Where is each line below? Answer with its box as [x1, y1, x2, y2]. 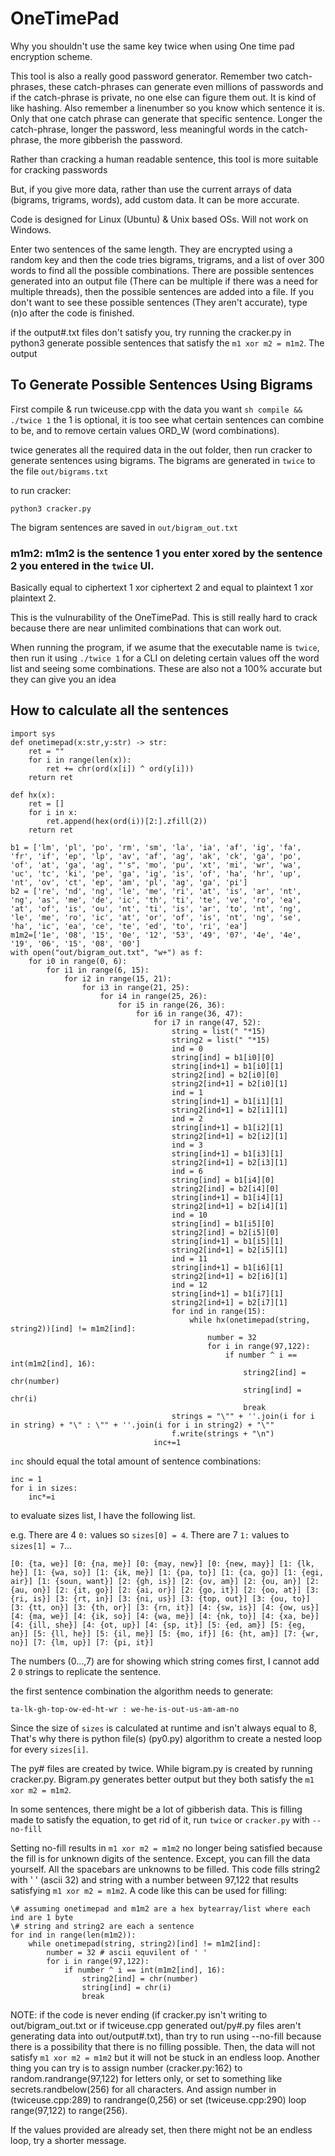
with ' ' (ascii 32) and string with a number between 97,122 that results [10, 1873, 299, 1886]
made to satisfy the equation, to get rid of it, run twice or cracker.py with [10, 1813, 310, 1826]
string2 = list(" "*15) [171, 1035, 271, 1045]
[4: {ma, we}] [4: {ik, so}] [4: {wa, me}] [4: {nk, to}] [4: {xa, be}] [10, 1611, 320, 1621]
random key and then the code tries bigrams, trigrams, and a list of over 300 [10, 253, 325, 266]
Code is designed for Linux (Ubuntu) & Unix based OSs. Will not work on [10, 213, 309, 225]
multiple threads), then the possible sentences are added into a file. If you [10, 285, 314, 297]
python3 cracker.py [10, 503, 92, 514]
